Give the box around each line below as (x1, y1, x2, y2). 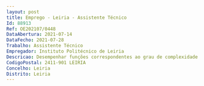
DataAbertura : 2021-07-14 (6, 31, 72, 38)
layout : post (6, 8, 40, 15)
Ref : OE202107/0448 (6, 25, 56, 32)
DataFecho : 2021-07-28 (6, 37, 64, 43)
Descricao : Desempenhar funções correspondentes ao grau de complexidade (6, 54, 199, 60)
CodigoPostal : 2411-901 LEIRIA (6, 59, 86, 65)
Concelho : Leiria (6, 65, 51, 71)
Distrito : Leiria (6, 71, 51, 77)
